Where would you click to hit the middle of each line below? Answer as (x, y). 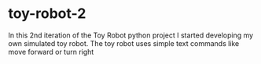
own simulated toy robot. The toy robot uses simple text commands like (124, 43)
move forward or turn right (51, 52)
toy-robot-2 (47, 14)
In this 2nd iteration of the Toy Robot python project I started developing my (131, 35)
